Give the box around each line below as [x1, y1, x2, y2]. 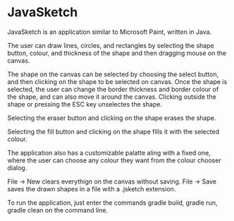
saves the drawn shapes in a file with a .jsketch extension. [7, 184, 176, 193]
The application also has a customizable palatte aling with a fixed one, [7, 148, 211, 157]
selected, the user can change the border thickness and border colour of [7, 85, 219, 93]
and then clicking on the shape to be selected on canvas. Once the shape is [7, 77, 228, 85]
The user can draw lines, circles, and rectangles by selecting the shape [7, 41, 214, 49]
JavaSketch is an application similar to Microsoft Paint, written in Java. [7, 28, 212, 36]
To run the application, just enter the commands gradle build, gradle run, [7, 198, 218, 207]
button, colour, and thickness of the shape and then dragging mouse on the [7, 49, 227, 57]
